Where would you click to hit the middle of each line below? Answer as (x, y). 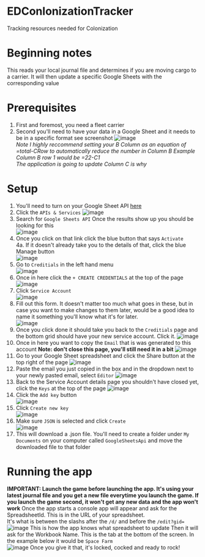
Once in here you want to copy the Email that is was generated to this (103, 342)
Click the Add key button (46, 394)
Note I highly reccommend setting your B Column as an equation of (101, 144)
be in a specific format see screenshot (64, 138)
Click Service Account (43, 290)
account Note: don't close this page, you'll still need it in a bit (95, 349)
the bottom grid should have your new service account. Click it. (96, 336)
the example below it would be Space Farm (60, 540)
